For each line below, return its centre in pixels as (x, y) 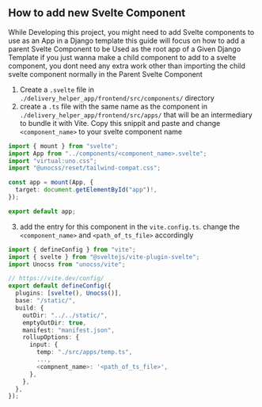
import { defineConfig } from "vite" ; (72, 249)
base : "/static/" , (46, 301)
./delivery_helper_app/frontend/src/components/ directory (117, 97)
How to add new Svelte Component (97, 13)
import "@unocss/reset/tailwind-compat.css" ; (84, 168)
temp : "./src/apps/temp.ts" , (85, 352)
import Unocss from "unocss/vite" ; (67, 264)
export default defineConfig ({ (60, 286)
